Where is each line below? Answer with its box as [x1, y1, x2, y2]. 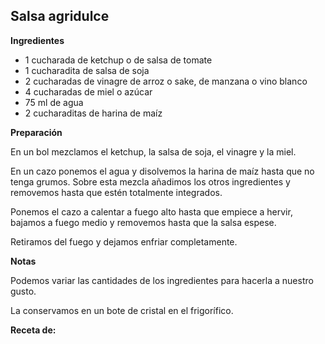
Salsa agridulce [10, 8, 110, 25]
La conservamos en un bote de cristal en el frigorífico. [10, 304, 234, 316]
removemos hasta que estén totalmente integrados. [10, 186, 223, 198]
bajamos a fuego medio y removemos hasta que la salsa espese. [10, 216, 277, 228]
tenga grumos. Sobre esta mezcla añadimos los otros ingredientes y [10, 175, 291, 188]
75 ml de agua [24, 96, 84, 108]
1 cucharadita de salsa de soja [24, 64, 150, 76]
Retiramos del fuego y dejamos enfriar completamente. [10, 235, 238, 248]
